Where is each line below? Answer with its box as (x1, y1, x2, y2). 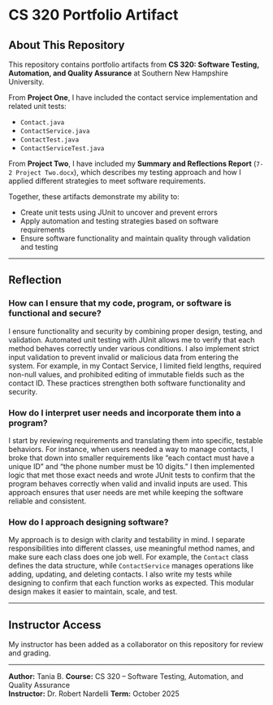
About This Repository (8, 38, 125, 52)
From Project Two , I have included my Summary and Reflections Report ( (8, 159, 257, 168)
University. (8, 77, 45, 86)
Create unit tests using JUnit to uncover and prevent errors (19, 207, 218, 217)
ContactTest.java (19, 136, 80, 144)
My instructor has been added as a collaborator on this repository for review (8, 640, 264, 650)
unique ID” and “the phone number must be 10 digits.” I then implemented (8, 461, 255, 471)
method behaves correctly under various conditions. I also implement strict (8, 343, 260, 353)
